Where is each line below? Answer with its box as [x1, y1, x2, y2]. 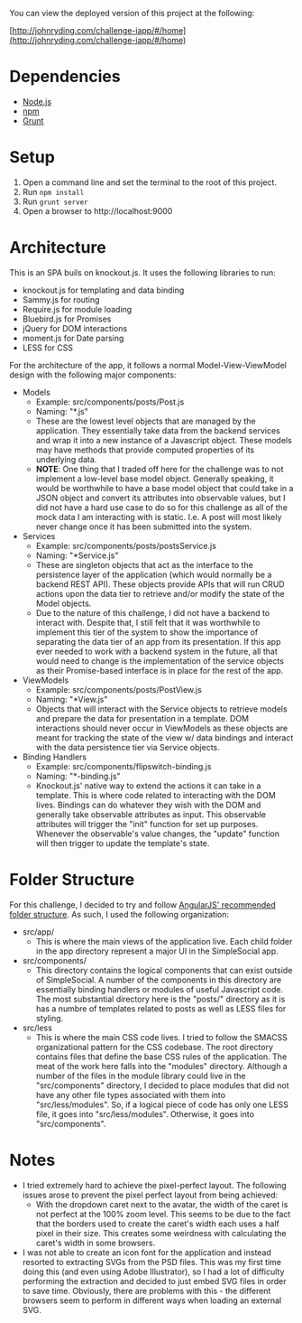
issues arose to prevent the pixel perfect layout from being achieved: [22, 1189, 279, 1200]
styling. [35, 1012, 64, 1023]
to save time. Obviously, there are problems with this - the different [22, 1285, 271, 1296]
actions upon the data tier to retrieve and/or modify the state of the [35, 588, 285, 599]
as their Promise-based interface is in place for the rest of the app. [35, 665, 284, 675]
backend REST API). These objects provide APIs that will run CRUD [35, 578, 286, 590]
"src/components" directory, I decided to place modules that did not [35, 1079, 290, 1091]
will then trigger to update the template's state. [35, 837, 210, 848]
